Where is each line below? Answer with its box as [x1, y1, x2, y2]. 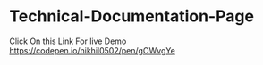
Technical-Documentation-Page [9, 6, 255, 27]
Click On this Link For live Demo [9, 36, 127, 46]
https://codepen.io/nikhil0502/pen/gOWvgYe [9, 45, 176, 55]
